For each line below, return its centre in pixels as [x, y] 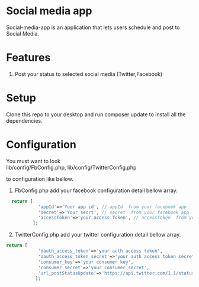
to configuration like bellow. [40, 178]
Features [28, 58]
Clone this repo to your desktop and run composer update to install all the [96, 114]
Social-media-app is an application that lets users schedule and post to [93, 27]
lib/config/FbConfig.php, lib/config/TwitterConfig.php [71, 167]
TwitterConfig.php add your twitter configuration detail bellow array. [98, 235]
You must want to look [33, 161]
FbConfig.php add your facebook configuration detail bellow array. [96, 190]
